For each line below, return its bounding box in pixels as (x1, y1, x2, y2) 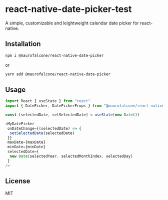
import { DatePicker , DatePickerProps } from (5, 103, 101, 108)
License (5, 177, 30, 186)
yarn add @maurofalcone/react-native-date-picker (5, 71, 111, 77)
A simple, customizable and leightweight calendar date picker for (5, 20, 139, 26)
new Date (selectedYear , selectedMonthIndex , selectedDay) (9, 154, 133, 159)
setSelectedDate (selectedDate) (9, 131, 75, 136)
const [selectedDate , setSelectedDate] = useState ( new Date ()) (5, 112, 140, 118)
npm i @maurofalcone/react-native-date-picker (5, 53, 104, 58)
